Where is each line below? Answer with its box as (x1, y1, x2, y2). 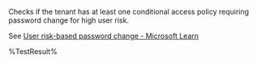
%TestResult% (8, 47, 58, 56)
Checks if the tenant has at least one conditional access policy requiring (8, 7, 250, 16)
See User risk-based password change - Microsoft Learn (8, 31, 199, 40)
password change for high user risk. (8, 15, 130, 25)
